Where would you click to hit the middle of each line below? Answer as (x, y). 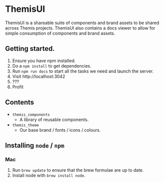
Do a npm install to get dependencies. (52, 66)
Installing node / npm (35, 145)
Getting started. (30, 49)
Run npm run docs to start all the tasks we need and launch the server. (83, 71)
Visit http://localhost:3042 (39, 76)
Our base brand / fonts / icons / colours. (60, 130)
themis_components (31, 114)
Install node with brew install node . (49, 176)
